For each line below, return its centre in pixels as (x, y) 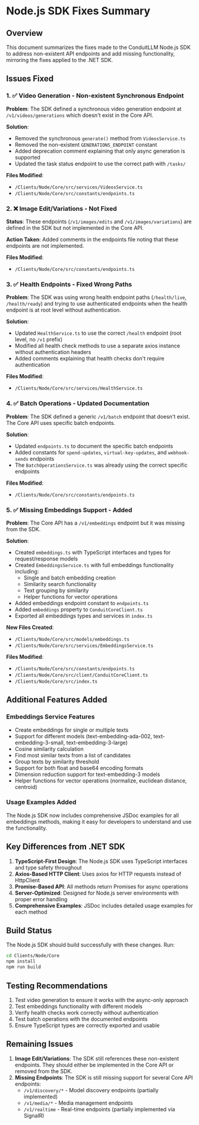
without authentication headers (53, 352)
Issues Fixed (30, 79)
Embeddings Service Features (50, 717)
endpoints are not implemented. (45, 245)
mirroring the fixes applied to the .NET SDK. (60, 60)
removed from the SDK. (43, 1071)
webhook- (179, 453)
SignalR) (34, 1115)
